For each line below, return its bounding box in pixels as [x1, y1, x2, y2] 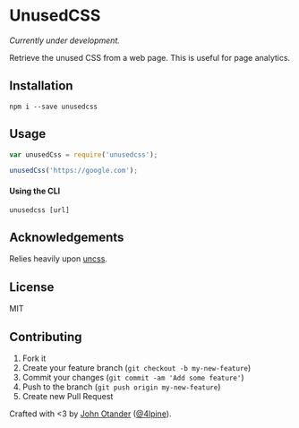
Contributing [9, 329, 82, 345]
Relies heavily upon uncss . [9, 253, 107, 264]
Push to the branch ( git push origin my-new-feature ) [21, 381, 221, 392]
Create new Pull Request [21, 390, 114, 401]
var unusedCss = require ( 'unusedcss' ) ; [9, 150, 158, 159]
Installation [9, 78, 73, 94]
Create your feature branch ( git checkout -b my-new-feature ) [21, 362, 252, 372]
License [9, 279, 55, 295]
